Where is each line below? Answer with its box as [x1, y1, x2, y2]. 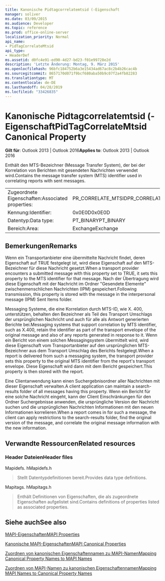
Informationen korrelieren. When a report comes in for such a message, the [5, 409, 156, 415]
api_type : [5, 48, 26, 53]
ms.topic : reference [5, 26, 48, 30]
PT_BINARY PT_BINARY [72, 217, 126, 224]
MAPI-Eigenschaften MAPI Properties [5, 531, 80, 537]
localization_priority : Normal [5, 35, 69, 40]
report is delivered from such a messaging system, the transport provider [5, 353, 153, 359]
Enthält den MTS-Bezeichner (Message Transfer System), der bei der [5, 162, 146, 168]
